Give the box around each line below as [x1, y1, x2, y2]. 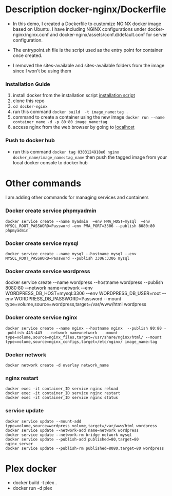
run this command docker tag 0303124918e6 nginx [12, 148, 120, 155]
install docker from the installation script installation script [12, 92, 135, 99]
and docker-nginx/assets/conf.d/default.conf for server [49, 31, 167, 37]
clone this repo [12, 98, 45, 104]
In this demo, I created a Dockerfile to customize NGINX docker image [12, 21, 162, 27]
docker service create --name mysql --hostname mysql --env [5, 252, 137, 257]
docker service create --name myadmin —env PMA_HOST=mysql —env [5, 219, 150, 224]
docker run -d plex [12, 485, 52, 491]
